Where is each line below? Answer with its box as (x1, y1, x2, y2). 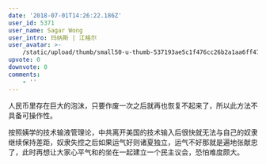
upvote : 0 (8, 56, 41, 64)
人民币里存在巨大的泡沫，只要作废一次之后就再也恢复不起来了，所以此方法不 (8, 101, 258, 110)
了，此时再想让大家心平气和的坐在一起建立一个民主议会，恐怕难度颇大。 (8, 147, 244, 157)
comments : (8, 71, 41, 78)
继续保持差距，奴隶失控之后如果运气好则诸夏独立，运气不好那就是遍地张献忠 (8, 137, 258, 147)
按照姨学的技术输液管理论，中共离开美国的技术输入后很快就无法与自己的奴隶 (8, 128, 258, 137)
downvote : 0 (8, 63, 47, 71)
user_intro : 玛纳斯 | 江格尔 (8, 33, 97, 42)
